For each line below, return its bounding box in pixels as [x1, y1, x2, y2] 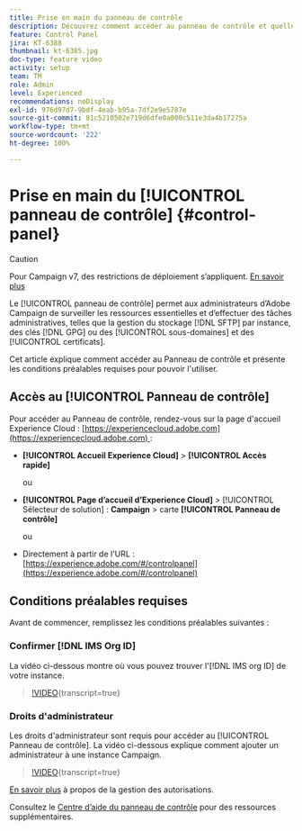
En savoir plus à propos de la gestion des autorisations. [9, 784, 214, 795]
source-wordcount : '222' [9, 131, 102, 140]
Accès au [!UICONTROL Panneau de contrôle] [9, 389, 270, 405]
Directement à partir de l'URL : [22, 548, 135, 559]
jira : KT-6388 [9, 38, 63, 48]
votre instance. [9, 670, 65, 681]
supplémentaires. [9, 811, 74, 822]
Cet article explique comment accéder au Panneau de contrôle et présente [9, 353, 286, 365]
